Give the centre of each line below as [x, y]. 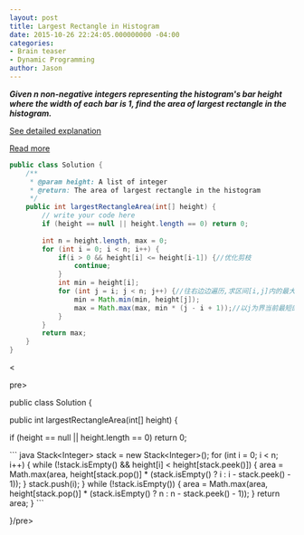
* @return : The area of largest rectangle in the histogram [145, 190]
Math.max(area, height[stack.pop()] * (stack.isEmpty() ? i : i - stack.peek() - [150, 474]
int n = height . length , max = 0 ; [105, 241]
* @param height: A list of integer [99, 182]
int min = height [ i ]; [99, 283]
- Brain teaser [38, 52]
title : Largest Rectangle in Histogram [85, 26]
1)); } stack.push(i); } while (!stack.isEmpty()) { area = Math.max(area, [139, 484]
